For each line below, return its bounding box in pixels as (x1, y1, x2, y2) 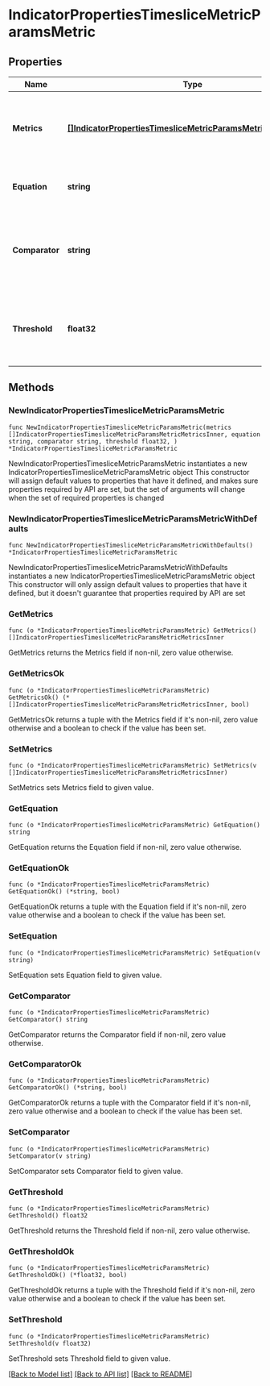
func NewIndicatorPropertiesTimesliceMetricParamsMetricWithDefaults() (8, 541, 253, 549)
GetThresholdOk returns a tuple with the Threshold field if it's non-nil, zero (8, 1285, 256, 1295)
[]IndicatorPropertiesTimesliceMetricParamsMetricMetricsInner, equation (8, 430, 261, 439)
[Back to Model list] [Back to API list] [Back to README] (8, 1369, 193, 1379)
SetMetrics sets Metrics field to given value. (8, 782, 154, 792)
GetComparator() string (8, 1016, 88, 1024)
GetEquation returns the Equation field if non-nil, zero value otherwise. (8, 843, 242, 852)
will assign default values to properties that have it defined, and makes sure (8, 476, 259, 485)
